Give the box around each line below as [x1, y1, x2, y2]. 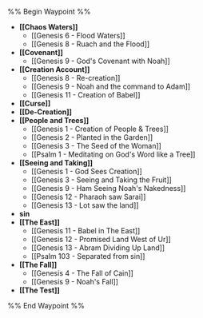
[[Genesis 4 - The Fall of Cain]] [30, 268, 133, 278]
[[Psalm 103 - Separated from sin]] [30, 252, 145, 260]
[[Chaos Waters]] [18, 22, 78, 31]
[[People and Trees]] [18, 116, 90, 125]
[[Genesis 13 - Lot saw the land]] [30, 201, 139, 210]
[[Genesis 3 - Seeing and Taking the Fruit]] [30, 175, 173, 185]
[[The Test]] [18, 285, 61, 295]
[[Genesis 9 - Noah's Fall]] [30, 277, 119, 286]
